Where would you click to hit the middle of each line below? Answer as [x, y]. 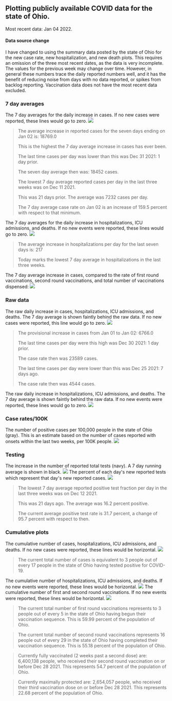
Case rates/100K [27, 418]
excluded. [16, 91]
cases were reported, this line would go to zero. [56, 323]
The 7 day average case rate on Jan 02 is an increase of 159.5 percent [92, 207]
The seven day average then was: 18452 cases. [68, 172]
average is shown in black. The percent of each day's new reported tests [86, 472]
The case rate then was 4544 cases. [57, 383]
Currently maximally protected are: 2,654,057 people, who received [89, 682]
